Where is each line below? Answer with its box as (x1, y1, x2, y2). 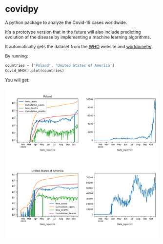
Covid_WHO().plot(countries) (5, 68, 64, 73)
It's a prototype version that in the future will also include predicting (5, 29, 141, 35)
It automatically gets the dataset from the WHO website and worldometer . (5, 43, 153, 49)
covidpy (5, 3, 39, 15)
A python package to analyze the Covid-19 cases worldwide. (5, 19, 127, 25)
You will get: (5, 77, 30, 83)
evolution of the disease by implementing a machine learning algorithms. (5, 34, 151, 40)
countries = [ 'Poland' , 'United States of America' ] (5, 63, 115, 68)
